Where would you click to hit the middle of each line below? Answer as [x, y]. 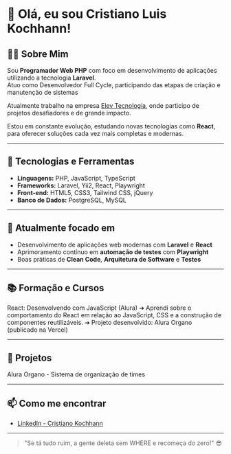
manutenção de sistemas [43, 92]
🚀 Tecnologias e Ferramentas [71, 162]
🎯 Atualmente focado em [61, 228]
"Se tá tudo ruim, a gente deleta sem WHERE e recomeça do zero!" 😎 [123, 443]
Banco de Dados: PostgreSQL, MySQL [72, 200]
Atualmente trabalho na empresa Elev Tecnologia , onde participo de [103, 105]
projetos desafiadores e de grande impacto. [69, 113]
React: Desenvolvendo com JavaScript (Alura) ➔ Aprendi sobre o [99, 308]
